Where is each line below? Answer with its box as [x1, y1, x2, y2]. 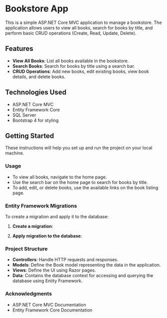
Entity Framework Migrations [5, 202, 77, 209]
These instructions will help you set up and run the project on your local [5, 145, 153, 151]
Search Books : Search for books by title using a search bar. [12, 63, 136, 69]
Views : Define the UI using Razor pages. [12, 267, 96, 273]
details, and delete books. [12, 73, 66, 80]
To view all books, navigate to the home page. [12, 174, 107, 180]
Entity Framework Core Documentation [12, 307, 93, 313]
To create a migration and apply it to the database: [5, 213, 109, 219]
